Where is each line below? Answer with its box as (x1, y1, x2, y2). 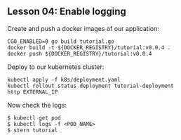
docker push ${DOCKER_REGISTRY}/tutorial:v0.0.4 (7, 50, 152, 57)
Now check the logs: (7, 101, 67, 109)
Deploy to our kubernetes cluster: (7, 63, 105, 71)
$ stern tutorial (7, 127, 58, 134)
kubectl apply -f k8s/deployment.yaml (7, 76, 121, 83)
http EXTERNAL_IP (7, 88, 58, 96)
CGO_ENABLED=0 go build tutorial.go (7, 38, 114, 45)
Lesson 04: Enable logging (7, 6, 126, 18)
